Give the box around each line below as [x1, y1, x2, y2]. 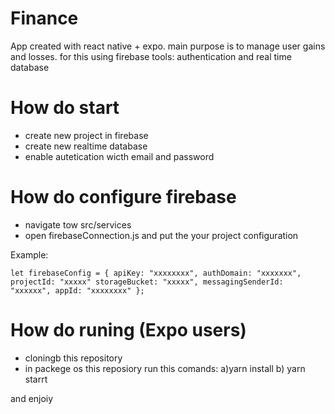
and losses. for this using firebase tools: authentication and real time [10, 50, 292, 62]
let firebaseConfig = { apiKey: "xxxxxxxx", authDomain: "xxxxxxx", [10, 268, 302, 278]
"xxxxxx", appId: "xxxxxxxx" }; [10, 285, 145, 296]
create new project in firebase [24, 129, 149, 141]
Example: [10, 248, 49, 261]
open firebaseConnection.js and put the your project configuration [24, 229, 299, 241]
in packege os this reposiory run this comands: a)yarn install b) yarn [24, 362, 306, 374]
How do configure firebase [10, 186, 237, 209]
